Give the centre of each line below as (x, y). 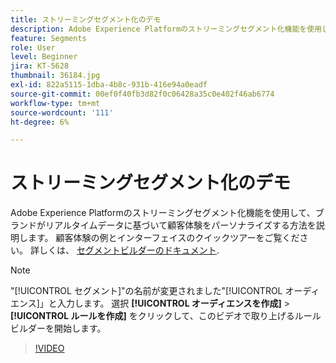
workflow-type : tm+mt (55, 103)
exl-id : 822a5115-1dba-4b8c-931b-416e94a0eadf (109, 85)
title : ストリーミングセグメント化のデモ (86, 19)
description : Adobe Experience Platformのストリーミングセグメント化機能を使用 (166, 29)
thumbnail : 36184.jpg (55, 76)
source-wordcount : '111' (62, 112)
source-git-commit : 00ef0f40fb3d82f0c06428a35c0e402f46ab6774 (142, 94)
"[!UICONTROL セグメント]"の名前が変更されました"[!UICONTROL (146, 291)
